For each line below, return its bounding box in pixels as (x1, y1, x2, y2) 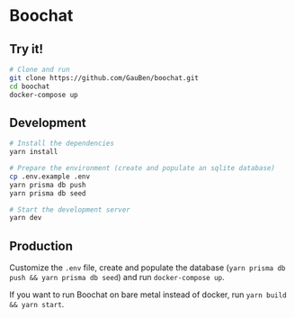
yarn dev (9, 214, 42, 223)
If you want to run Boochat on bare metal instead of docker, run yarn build (9, 289, 287, 300)
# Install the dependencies (9, 139, 115, 149)
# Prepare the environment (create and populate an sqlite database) (9, 164, 276, 173)
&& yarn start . (9, 299, 65, 310)
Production (9, 238, 74, 253)
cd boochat (9, 82, 50, 91)
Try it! (9, 41, 43, 57)
